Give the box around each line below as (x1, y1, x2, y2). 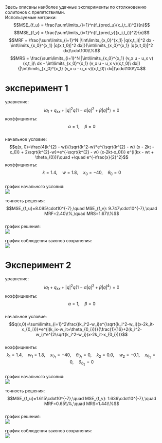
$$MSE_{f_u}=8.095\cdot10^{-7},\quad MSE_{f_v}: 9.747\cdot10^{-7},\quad (6, 206, 157, 212)
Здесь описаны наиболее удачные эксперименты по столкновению (5, 4, 147, 10)
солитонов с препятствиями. (5, 9, 65, 15)
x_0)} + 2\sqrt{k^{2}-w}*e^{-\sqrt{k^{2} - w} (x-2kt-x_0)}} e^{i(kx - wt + (9, 149, 154, 155)
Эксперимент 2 (5, 260, 72, 271)
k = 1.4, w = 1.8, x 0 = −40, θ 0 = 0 (42, 170, 122, 177)
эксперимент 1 (5, 83, 69, 94)
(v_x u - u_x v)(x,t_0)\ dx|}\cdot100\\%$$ (64, 66, 146, 71)
